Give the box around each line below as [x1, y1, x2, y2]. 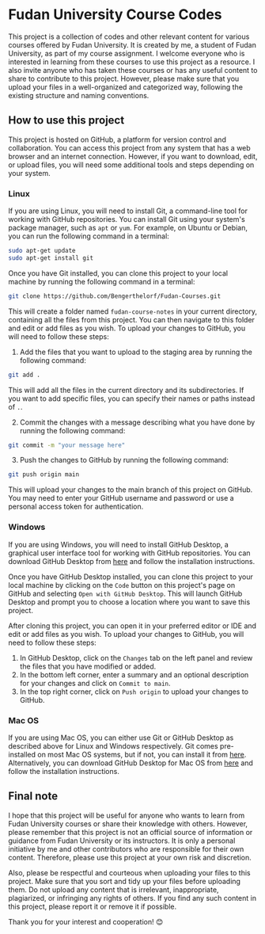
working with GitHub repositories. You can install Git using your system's [8, 215, 245, 224]
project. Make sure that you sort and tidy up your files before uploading [8, 876, 241, 886]
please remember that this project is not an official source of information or [8, 827, 253, 837]
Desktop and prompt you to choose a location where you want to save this [8, 597, 251, 607]
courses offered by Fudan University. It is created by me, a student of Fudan [8, 40, 257, 49]
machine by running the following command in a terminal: [8, 276, 195, 286]
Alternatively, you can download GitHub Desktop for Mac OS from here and [8, 758, 253, 768]
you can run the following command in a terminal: [8, 231, 170, 241]
